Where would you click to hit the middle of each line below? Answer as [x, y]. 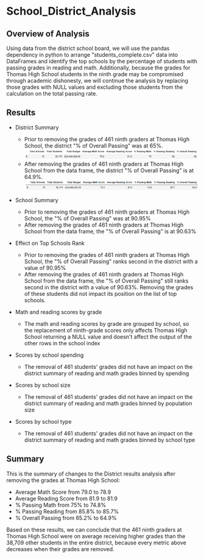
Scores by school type [43, 421]
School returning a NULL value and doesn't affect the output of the [108, 337]
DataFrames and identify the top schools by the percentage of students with [102, 61]
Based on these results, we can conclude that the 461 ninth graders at [94, 529]
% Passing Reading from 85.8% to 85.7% [67, 511]
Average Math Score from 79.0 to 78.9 [63, 492]
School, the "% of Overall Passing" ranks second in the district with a [111, 261]
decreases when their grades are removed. [60, 549]
